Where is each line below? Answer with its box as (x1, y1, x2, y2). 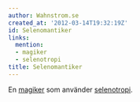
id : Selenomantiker (8, 26, 72, 34)
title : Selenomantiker (8, 63, 83, 71)
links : (8, 33, 30, 42)
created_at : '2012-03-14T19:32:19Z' (8, 19, 128, 27)
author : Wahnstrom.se (8, 11, 79, 20)
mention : (15, 41, 44, 49)
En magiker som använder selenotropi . (8, 85, 134, 94)
